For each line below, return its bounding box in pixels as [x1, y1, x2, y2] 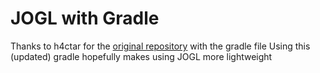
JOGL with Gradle [10, 7, 160, 30]
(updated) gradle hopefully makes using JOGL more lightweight [10, 50, 273, 62]
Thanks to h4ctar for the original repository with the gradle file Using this [10, 40, 311, 52]
